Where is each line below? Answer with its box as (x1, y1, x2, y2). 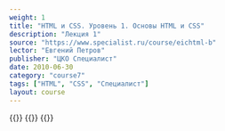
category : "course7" (9, 71, 86, 80)
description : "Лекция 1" (9, 29, 101, 38)
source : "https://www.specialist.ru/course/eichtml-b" (9, 37, 217, 47)
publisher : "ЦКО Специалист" (9, 54, 117, 63)
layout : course (9, 87, 66, 96)
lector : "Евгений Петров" (9, 46, 105, 55)
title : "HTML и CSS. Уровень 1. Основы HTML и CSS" (9, 21, 205, 30)
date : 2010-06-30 (9, 63, 74, 72)
